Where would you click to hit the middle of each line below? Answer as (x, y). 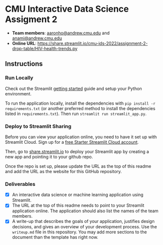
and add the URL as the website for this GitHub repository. (63, 171)
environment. (18, 93)
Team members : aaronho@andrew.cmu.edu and (61, 33)
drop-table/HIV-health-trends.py (45, 48)
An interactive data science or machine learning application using (78, 195)
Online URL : (24, 43)
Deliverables (20, 184)
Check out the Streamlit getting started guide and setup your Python (73, 89)
